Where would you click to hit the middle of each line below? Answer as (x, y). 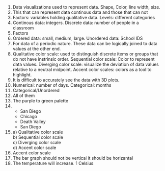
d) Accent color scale (34, 147)
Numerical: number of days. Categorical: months (62, 85)
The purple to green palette (40, 101)
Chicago (28, 116)
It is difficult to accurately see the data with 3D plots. (66, 80)
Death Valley (33, 122)
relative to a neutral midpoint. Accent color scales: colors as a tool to (82, 70)
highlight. (22, 75)
